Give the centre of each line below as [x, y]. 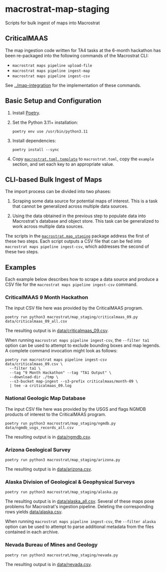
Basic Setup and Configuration [53, 101]
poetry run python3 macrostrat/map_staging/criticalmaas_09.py [72, 317]
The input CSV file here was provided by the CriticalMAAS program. [74, 308]
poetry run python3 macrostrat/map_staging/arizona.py [63, 460]
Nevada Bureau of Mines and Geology [51, 545]
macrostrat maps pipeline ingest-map [51, 71]
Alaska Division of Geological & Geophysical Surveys [70, 482]
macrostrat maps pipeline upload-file [52, 65]
